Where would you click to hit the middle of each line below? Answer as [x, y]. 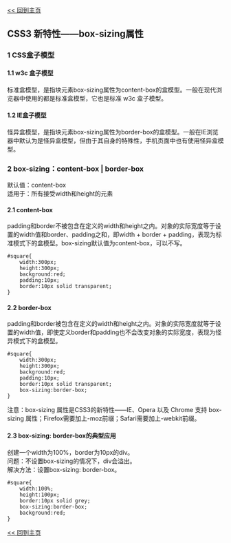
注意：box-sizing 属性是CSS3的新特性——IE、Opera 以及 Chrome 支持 [107, 410]
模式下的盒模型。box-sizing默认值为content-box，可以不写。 [99, 243]
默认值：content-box [37, 185]
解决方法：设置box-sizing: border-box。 [64, 469]
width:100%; [36, 489]
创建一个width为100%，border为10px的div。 [70, 452]
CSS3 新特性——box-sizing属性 [76, 34]
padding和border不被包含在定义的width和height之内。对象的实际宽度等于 [111, 226]
